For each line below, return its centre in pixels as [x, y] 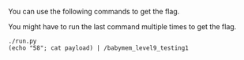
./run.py [23, 41]
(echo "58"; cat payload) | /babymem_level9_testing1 [99, 48]
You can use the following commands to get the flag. [94, 11]
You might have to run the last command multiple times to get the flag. [122, 26]
